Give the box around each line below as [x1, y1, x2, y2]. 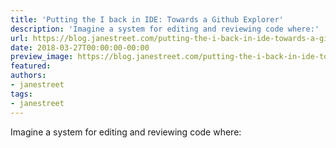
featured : [10, 61, 52, 71]
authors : [10, 71, 47, 81]
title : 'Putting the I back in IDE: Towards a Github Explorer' [10, 14, 284, 25]
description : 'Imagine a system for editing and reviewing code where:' [10, 24, 320, 34]
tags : [10, 89, 33, 99]
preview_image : [10, 52, 74, 62]
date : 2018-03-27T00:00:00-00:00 [10, 42, 150, 53]
